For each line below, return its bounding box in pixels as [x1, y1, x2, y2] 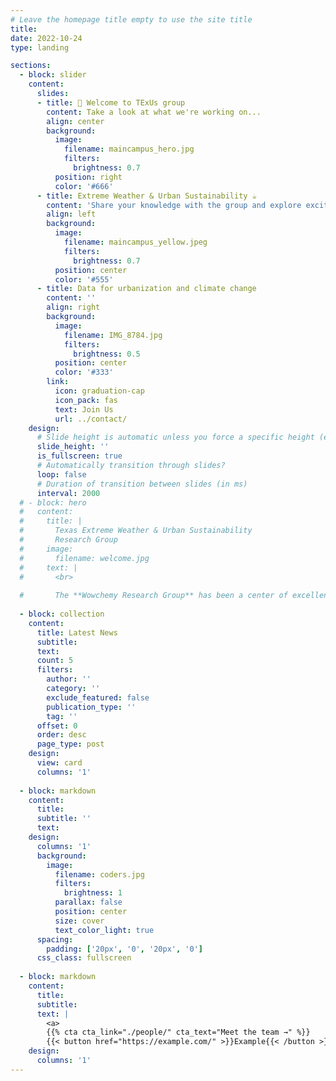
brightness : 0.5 [73, 349, 141, 359]
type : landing [10, 42, 70, 53]
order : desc [36, 730, 87, 740]
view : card [36, 758, 83, 768]
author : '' [46, 674, 92, 685]
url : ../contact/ [54, 414, 128, 424]
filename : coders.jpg [54, 869, 145, 880]
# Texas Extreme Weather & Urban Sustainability [19, 526, 253, 536]
